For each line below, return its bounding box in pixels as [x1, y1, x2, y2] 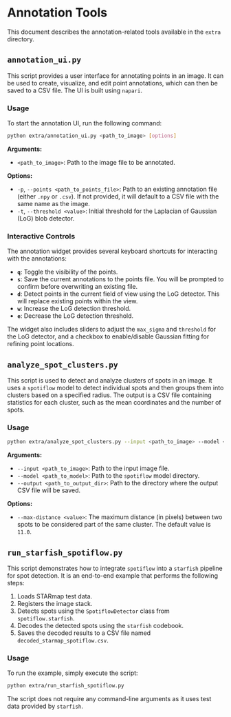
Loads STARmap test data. [16, 592, 93, 600]
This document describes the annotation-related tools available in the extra [7, 28, 221, 36]
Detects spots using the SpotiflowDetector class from [16, 607, 170, 615]
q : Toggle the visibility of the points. [16, 267, 118, 276]
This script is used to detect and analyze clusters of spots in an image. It [7, 376, 212, 385]
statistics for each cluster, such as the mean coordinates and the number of [7, 398, 221, 407]
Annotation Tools [7, 5, 108, 21]
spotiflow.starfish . [16, 614, 75, 623]
